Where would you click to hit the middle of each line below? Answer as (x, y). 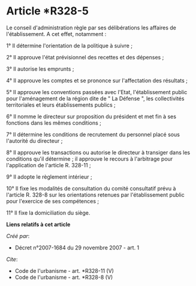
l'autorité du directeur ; (34, 141)
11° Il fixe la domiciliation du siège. (48, 213)
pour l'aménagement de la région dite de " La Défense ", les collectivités (95, 98)
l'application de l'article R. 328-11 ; (49, 165)
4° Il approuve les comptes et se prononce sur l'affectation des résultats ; (97, 80)
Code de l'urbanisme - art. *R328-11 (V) (64, 270)
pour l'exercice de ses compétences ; (53, 201)
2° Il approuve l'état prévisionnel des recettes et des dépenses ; (85, 57)
